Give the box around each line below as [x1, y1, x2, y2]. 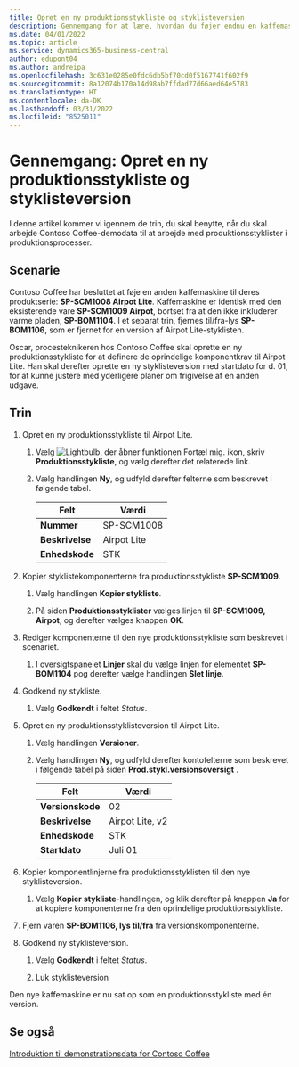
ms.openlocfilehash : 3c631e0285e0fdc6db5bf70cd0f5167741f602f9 [9, 71, 249, 80]
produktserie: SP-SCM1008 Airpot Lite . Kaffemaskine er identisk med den [9, 296, 282, 307]
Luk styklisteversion [35, 972, 109, 982]
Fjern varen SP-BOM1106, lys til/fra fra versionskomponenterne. [21, 920, 260, 931]
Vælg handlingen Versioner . [35, 737, 140, 748]
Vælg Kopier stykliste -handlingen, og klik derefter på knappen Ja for [35, 893, 290, 904]
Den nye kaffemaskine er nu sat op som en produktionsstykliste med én [9, 989, 272, 999]
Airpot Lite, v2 [109, 815, 168, 827]
